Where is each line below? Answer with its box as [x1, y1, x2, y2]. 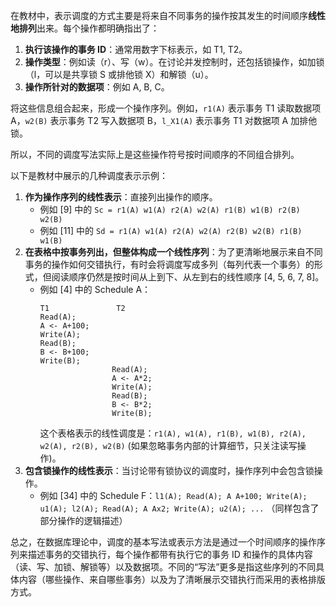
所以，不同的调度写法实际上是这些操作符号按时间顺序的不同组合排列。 [10, 149, 300, 160]
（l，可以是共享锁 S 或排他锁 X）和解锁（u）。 [24, 69, 214, 80]
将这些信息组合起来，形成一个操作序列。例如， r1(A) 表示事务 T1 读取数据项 [10, 102, 322, 114]
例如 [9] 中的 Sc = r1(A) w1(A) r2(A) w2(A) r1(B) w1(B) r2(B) [39, 204, 301, 215]
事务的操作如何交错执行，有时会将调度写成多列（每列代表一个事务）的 [24, 259, 315, 270]
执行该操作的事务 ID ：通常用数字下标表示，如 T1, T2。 [24, 44, 248, 55]
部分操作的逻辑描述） [39, 515, 128, 526]
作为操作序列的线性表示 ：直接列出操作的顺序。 [24, 191, 218, 203]
